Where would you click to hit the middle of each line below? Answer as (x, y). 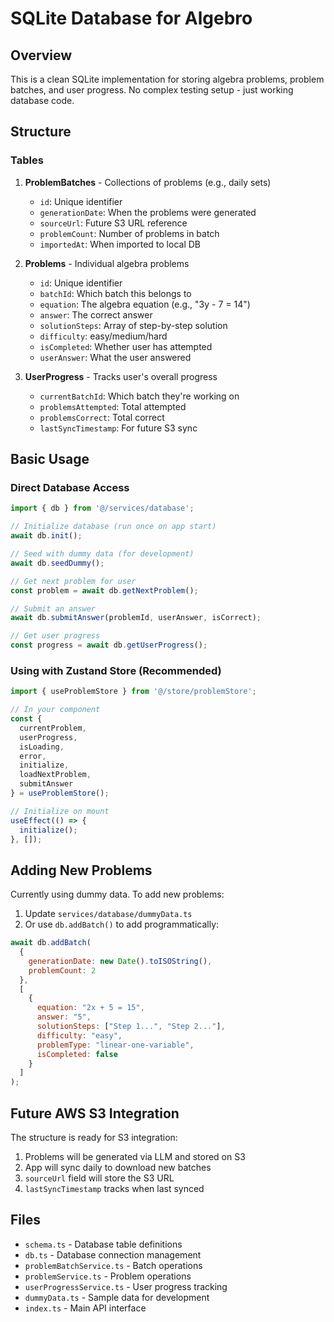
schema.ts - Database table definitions (103, 1244)
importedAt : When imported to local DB (120, 244)
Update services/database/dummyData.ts (108, 914)
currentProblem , (53, 728)
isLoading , (42, 747)
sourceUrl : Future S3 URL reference (113, 223)
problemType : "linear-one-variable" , (115, 1045)
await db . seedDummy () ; (57, 563)
